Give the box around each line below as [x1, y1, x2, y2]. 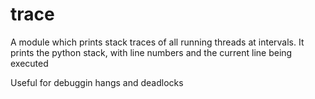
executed [10, 57, 49, 69]
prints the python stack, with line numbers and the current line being [10, 46, 293, 58]
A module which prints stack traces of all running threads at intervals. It [10, 36, 305, 48]
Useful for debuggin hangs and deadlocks [10, 76, 184, 88]
